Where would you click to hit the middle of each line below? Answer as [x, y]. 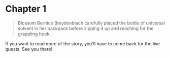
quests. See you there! [29, 49]
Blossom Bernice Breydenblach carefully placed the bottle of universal [91, 23]
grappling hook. [34, 34]
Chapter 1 [26, 9]
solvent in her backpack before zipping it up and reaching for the [86, 28]
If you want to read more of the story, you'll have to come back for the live [83, 43]
